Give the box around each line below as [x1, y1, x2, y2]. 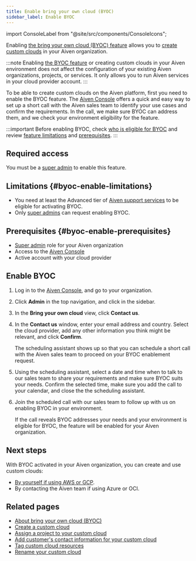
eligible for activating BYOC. [14, 203, 83, 210]
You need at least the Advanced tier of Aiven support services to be [14, 197, 179, 204]
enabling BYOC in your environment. [14, 404, 103, 412]
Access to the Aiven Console [14, 247, 85, 255]
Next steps [6, 446, 47, 455]
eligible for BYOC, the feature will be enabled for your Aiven [14, 422, 160, 429]
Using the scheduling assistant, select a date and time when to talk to [14, 368, 183, 375]
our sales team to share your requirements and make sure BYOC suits [14, 375, 183, 382]
